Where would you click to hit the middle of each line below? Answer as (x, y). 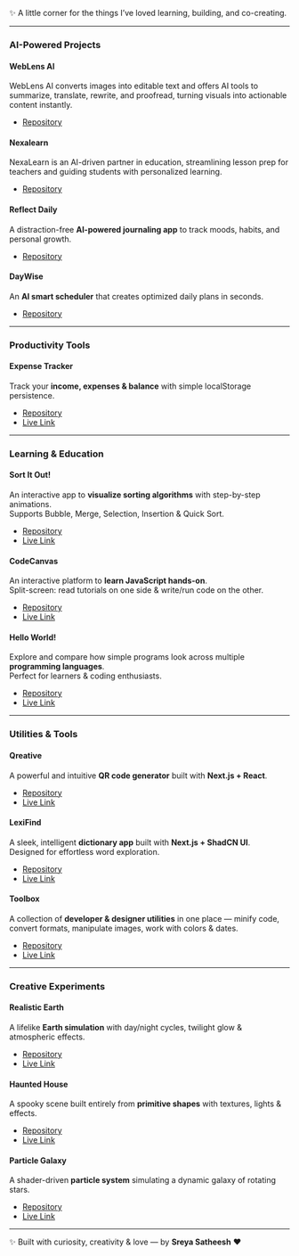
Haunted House (39, 1084)
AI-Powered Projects (55, 45)
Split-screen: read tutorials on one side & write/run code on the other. (137, 590)
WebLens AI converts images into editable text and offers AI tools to (134, 86)
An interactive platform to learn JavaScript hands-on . (108, 581)
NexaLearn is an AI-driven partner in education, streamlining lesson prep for (149, 162)
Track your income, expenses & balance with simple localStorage (130, 386)
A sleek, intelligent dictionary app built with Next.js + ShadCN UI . (130, 842)
